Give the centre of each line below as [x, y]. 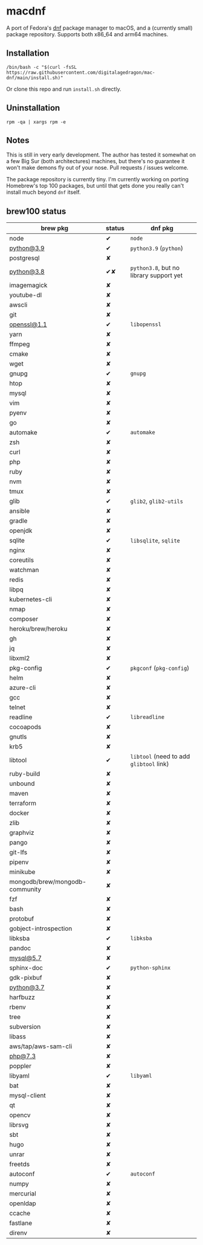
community [25, 889]
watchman [24, 570]
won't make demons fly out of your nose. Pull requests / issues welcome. [97, 168]
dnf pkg [162, 228]
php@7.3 [23, 1057]
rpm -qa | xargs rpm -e [36, 122]
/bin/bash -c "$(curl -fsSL [42, 67]
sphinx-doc [26, 968]
